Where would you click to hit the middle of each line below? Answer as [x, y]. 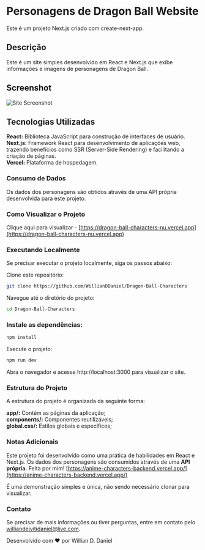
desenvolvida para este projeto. [46, 198]
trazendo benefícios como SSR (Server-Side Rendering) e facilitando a [95, 150]
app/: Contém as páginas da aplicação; [56, 413]
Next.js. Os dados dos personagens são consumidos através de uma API [98, 462]
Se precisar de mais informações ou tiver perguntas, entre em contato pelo [101, 522]
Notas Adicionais [32, 442]
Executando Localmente [43, 250]
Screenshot [29, 88]
